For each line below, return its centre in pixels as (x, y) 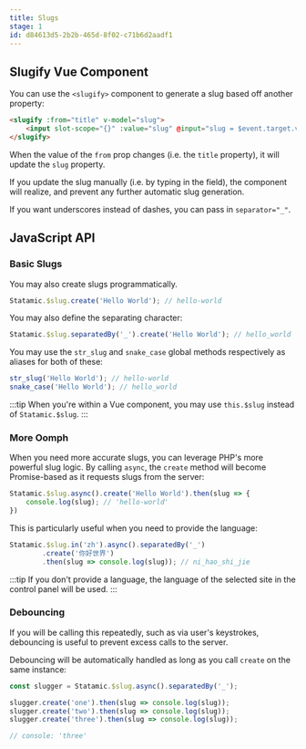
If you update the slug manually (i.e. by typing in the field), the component (148, 182)
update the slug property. (57, 164)
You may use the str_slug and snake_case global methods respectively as (148, 352)
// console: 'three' (49, 736)
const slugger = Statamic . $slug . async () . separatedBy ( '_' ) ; (124, 686)
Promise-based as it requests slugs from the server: (107, 477)
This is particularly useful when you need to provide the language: (133, 528)
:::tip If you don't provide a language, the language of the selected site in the (153, 579)
